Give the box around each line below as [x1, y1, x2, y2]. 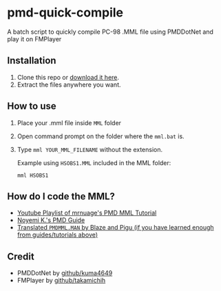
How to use [7, 100, 56, 112]
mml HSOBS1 [17, 172, 49, 179]
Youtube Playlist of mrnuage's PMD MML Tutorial [17, 208, 157, 217]
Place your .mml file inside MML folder [17, 118, 122, 127]
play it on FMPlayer [7, 34, 62, 43]
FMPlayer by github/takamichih [17, 277, 106, 285]
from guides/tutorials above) [17, 230, 98, 239]
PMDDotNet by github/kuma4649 [17, 269, 113, 277]
